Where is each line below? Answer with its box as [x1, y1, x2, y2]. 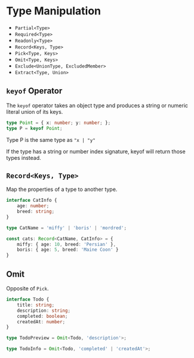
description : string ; [17, 307, 70, 314]
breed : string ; [17, 208, 55, 215]
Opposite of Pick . [6, 285, 49, 292]
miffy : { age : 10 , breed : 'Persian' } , [17, 241, 116, 247]
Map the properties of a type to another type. [6, 186, 118, 193]
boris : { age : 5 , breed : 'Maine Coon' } [17, 247, 119, 253]
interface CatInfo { [6, 198, 58, 204]
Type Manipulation [6, 4, 101, 18]
